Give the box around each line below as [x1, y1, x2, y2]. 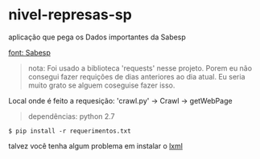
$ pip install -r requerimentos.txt [8, 127, 131, 135]
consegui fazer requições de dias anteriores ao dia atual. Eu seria [27, 71, 246, 81]
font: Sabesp [8, 47, 51, 57]
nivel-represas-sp [8, 6, 133, 24]
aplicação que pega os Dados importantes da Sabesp [8, 32, 187, 42]
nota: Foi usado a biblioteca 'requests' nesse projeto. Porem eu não [27, 63, 252, 73]
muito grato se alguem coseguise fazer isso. [27, 80, 175, 90]
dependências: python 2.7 [27, 111, 115, 121]
